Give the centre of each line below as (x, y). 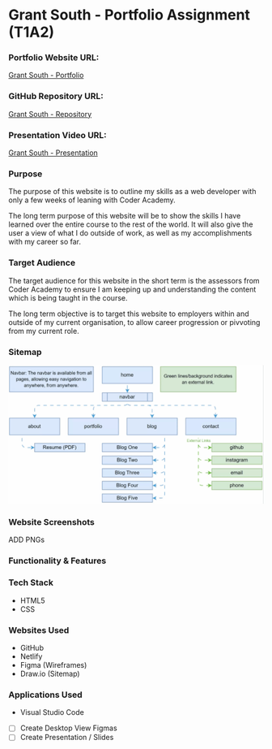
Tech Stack (31, 582)
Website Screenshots (51, 522)
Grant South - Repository (50, 114)
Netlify (31, 656)
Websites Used (39, 630)
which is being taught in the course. (68, 297)
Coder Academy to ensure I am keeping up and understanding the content (132, 289)
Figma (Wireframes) (53, 665)
